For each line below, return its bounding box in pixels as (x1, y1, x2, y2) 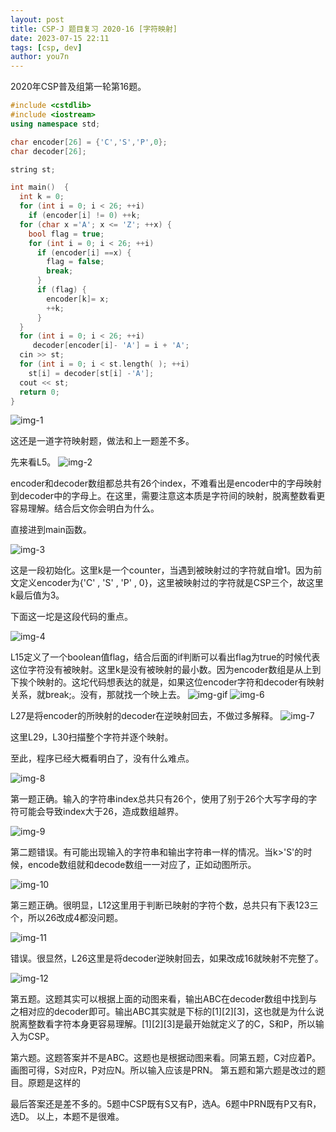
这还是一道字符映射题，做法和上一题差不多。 (10, 435, 195, 447)
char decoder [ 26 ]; (10, 146, 87, 156)
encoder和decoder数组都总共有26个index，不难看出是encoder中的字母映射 (10, 477, 322, 490)
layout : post (10, 14, 65, 25)
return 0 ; (19, 387, 60, 397)
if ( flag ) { (36, 285, 87, 295)
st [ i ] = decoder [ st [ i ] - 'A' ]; (28, 368, 155, 378)
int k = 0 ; (19, 192, 65, 202)
